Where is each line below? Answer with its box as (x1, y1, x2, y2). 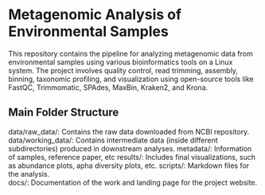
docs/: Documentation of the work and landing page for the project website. (8, 177, 258, 187)
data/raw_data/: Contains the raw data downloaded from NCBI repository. (8, 127, 250, 136)
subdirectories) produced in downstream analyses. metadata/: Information (8, 143, 252, 153)
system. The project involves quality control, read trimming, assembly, (8, 65, 239, 75)
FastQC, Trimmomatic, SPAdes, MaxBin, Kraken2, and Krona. (8, 82, 208, 92)
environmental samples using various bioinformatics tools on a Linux (8, 57, 233, 67)
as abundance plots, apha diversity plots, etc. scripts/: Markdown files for (8, 161, 250, 170)
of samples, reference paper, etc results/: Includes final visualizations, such (8, 152, 256, 162)
